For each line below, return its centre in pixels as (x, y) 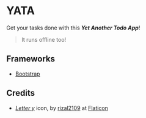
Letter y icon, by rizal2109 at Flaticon (62, 108)
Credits (21, 93)
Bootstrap (27, 74)
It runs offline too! (44, 39)
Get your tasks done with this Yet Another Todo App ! (73, 28)
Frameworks (31, 59)
